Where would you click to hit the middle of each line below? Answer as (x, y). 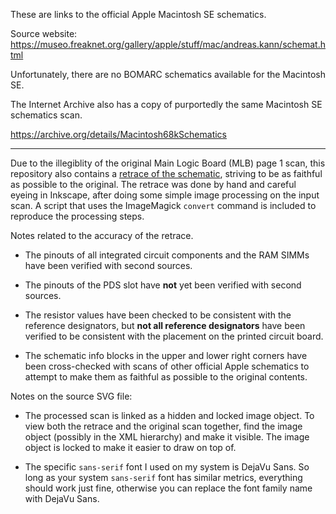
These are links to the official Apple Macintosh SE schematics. (138, 14)
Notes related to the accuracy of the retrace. (102, 235)
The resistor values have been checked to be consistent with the (158, 315)
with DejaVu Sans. (62, 498)
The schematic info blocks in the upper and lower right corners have (166, 355)
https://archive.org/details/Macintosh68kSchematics (119, 134)
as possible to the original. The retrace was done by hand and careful (153, 184)
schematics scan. (46, 115)
